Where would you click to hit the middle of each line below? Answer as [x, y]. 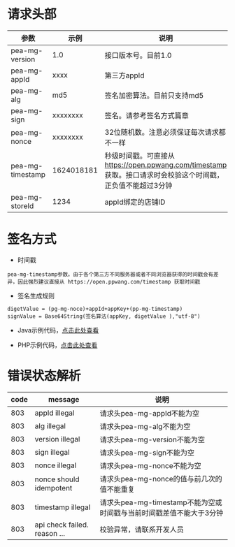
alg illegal [50, 425]
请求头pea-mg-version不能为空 [152, 439]
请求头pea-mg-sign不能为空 [147, 453]
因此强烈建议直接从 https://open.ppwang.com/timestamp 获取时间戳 [109, 282]
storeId [22, 205]
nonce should [57, 479]
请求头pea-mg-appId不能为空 [149, 413]
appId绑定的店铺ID [135, 202]
